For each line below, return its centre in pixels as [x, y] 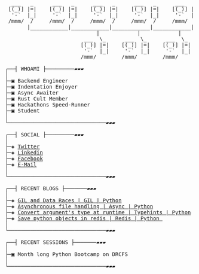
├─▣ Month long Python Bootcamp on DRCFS [67, 254]
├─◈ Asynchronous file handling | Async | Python [79, 206]
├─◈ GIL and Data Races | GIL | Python [63, 200]
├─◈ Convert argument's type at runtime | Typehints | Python [98, 212]
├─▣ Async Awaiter [32, 93]
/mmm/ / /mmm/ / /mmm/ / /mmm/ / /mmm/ [98, 21]
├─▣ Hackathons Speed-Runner [48, 105]
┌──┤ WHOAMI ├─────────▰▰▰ [45, 69]
